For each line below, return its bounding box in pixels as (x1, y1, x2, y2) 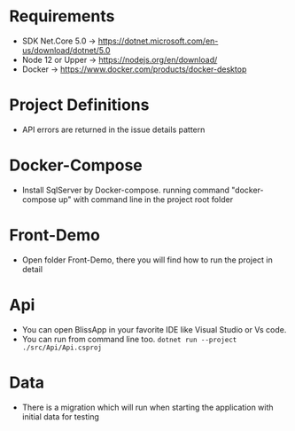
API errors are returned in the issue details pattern (21, 124, 206, 135)
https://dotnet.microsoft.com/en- (97, 35, 219, 46)
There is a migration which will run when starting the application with (21, 402, 274, 412)
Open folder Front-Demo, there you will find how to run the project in (21, 255, 273, 265)
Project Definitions (9, 95, 150, 115)
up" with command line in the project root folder (58, 193, 233, 205)
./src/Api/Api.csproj (21, 343, 102, 352)
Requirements (9, 6, 115, 27)
